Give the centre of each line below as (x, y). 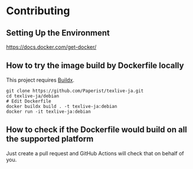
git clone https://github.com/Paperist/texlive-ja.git (75, 91)
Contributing (38, 11)
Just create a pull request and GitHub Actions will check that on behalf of (95, 153)
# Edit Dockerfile (29, 101)
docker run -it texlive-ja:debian (49, 111)
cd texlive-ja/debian (33, 96)
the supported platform (50, 139)
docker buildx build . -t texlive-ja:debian (62, 106)
